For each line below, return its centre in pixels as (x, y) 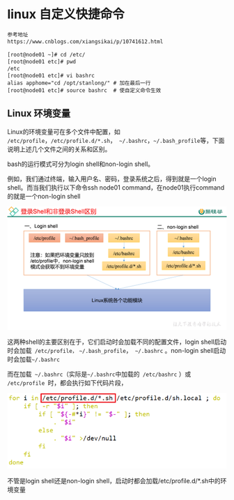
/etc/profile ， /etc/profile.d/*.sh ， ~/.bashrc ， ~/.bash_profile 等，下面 (116, 140)
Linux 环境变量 (39, 113)
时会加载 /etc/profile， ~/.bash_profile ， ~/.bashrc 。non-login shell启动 (117, 351)
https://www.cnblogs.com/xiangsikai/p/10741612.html (85, 41)
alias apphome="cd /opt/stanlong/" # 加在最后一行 (79, 83)
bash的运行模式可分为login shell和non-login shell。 (81, 164)
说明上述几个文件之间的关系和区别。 (59, 149)
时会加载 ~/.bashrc (34, 359)
